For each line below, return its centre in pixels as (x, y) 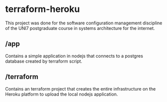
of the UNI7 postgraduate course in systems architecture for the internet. (80, 28)
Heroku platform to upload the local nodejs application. (62, 94)
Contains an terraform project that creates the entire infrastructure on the (81, 89)
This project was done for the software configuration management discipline (84, 23)
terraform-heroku (43, 9)
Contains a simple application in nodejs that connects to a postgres (74, 56)
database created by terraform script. (44, 61)
